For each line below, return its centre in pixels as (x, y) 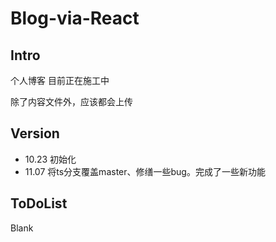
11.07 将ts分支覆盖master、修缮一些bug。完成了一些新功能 (145, 171)
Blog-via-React (75, 18)
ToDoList (39, 203)
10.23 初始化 (50, 159)
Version (35, 133)
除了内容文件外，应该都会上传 (71, 101)
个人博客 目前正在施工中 (60, 80)
